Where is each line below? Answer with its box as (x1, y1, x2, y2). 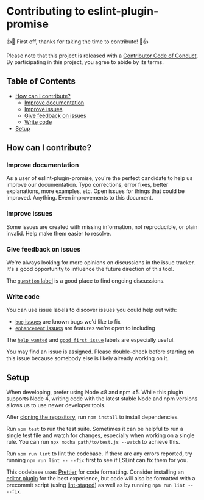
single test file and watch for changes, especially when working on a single (6, 432, 195, 439)
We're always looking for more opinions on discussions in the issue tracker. (6, 259, 195, 266)
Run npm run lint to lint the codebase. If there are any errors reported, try (6, 450, 193, 457)
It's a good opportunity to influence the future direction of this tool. (6, 266, 175, 273)
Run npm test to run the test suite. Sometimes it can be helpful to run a (6, 426, 184, 433)
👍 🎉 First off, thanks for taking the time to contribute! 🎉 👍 (6, 38, 149, 45)
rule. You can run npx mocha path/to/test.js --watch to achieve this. (6, 438, 180, 446)
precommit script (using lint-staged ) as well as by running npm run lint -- (6, 481, 194, 489)
